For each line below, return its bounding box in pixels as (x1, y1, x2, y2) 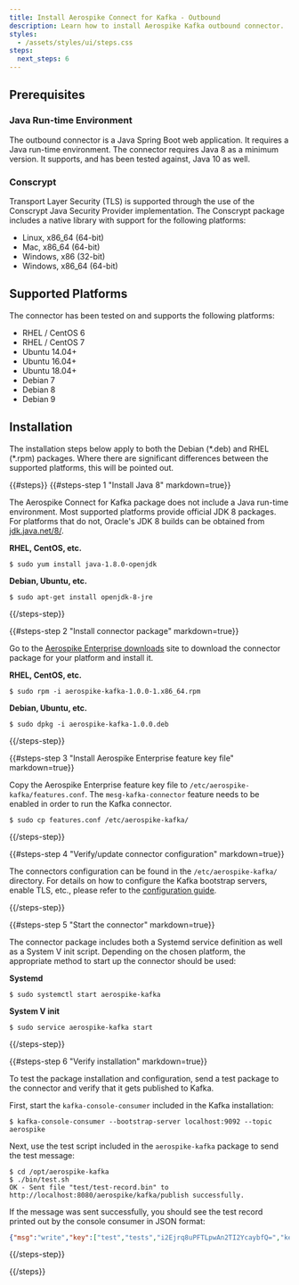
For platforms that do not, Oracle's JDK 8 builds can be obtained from (9, 515, 265, 526)
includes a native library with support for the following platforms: (9, 215, 246, 226)
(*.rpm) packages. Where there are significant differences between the (9, 452, 269, 464)
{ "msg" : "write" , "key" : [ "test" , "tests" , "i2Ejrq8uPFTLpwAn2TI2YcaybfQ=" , (9, 1232, 280, 1242)
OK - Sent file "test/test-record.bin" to (9, 1182, 169, 1191)
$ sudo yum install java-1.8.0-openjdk (9, 559, 158, 569)
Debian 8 (21, 384, 56, 395)
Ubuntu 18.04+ (21, 365, 77, 375)
